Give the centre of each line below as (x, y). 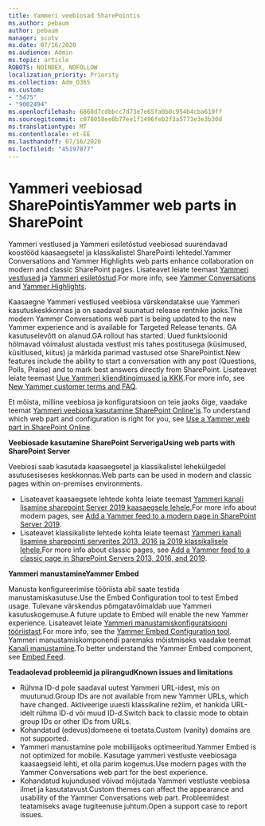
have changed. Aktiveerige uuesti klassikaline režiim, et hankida (125, 705)
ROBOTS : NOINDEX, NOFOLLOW (53, 68)
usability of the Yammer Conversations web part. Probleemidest (124, 798)
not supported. (44, 738)
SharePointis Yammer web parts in (123, 205)
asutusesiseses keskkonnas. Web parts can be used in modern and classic (130, 476)
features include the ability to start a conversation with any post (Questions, (132, 361)
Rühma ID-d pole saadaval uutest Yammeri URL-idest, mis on (120, 688)
